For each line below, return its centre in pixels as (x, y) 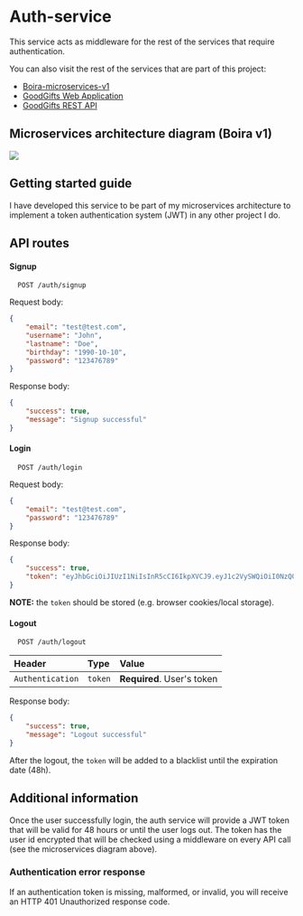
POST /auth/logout (52, 642)
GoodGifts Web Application (73, 96)
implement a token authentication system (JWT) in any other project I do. (145, 215)
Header (30, 664)
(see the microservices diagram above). (83, 849)
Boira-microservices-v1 (66, 86)
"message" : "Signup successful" (86, 420)
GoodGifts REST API (60, 105)
